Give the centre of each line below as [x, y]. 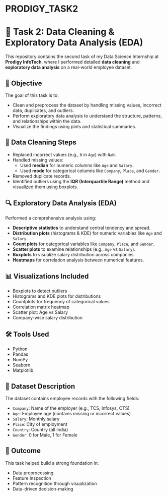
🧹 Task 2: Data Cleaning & [60, 32]
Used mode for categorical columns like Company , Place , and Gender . [90, 171]
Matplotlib [23, 370]
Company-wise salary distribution [48, 318]
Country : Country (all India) [40, 430]
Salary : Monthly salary [36, 419]
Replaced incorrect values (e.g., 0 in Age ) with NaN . [64, 154]
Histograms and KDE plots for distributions [57, 296]
